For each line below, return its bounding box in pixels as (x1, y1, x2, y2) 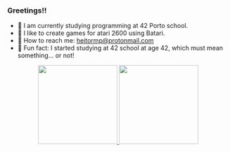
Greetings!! (7, 6, 47, 15)
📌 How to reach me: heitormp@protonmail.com (17, 36, 154, 45)
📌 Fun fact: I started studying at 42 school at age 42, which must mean (17, 44, 224, 53)
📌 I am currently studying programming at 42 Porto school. (17, 22, 189, 30)
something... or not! (17, 51, 75, 60)
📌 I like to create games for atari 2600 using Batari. (17, 29, 165, 37)
